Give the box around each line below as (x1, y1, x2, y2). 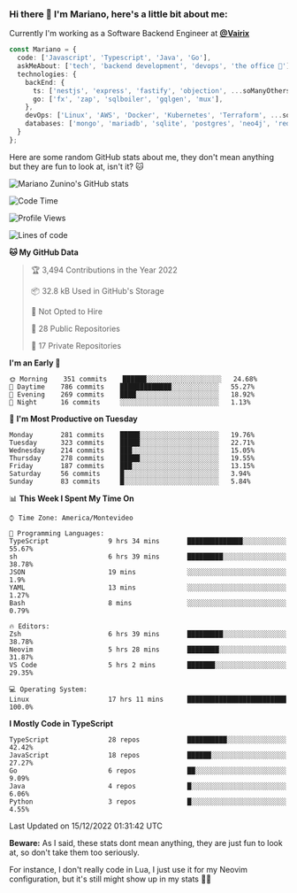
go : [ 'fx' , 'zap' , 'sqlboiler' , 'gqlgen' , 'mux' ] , (32, 95, 224, 104)
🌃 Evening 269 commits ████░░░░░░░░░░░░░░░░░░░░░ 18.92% (9, 389, 255, 399)
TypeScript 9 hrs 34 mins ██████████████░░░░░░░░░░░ (9, 536, 287, 545)
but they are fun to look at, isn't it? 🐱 (9, 161, 144, 172)
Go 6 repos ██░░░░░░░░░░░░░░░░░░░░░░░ (9, 766, 287, 775)
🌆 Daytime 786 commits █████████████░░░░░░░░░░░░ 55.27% (9, 382, 255, 391)
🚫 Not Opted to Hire (30, 305, 103, 317)
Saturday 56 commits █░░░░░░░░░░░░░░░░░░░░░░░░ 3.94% (9, 469, 251, 478)
